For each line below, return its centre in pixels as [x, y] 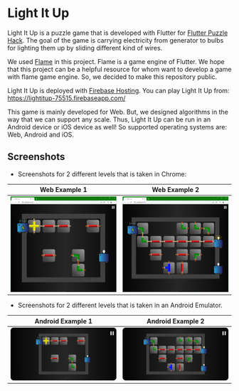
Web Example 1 [63, 190]
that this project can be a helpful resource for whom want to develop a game [119, 69]
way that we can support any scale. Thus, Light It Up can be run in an [109, 119]
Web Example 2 [176, 190]
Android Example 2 [176, 321]
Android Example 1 [63, 321]
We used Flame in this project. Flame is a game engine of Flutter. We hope [116, 61]
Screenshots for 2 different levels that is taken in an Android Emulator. [120, 305]
